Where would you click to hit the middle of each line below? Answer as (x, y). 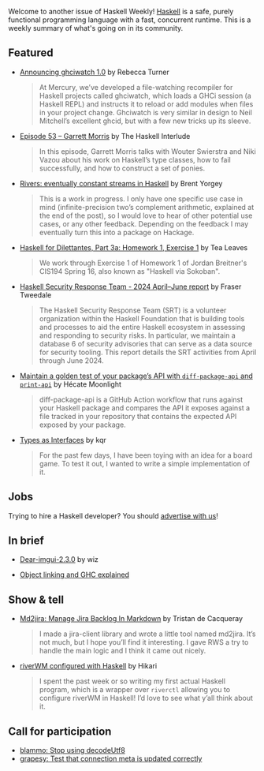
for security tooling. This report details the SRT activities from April (148, 352)
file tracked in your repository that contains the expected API (138, 416)
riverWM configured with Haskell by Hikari (88, 666)
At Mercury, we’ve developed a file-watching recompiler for (136, 87)
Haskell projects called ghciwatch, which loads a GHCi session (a (145, 95)
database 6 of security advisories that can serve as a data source (146, 343)
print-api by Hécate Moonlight (71, 384)
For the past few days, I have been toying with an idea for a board (146, 455)
